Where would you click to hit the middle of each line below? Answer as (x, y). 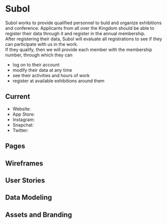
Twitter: (20, 130)
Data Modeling (29, 198)
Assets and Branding (38, 215)
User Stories (25, 180)
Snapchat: (23, 125)
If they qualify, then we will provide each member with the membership (79, 49)
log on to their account (36, 65)
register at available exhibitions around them (58, 81)
